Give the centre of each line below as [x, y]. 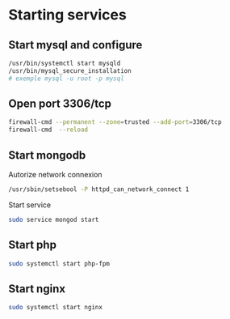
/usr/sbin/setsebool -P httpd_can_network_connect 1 [99, 189]
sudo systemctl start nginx [56, 308]
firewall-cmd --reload [48, 130]
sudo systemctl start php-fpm [59, 264]
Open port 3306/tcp [60, 104]
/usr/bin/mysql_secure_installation [70, 70]
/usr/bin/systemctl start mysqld [65, 63]
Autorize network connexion [55, 174]
